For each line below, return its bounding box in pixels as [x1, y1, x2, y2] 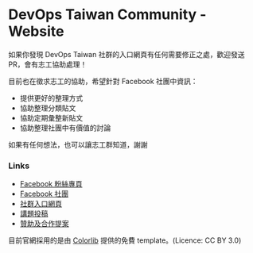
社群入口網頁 [19, 199, 62, 209]
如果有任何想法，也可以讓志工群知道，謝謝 [8, 140, 148, 149]
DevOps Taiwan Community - [8, 6, 207, 24]
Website [8, 22, 64, 40]
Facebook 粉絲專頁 [19, 179, 83, 189]
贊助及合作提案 [19, 219, 69, 228]
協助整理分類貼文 [19, 103, 76, 113]
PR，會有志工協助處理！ [8, 59, 88, 69]
